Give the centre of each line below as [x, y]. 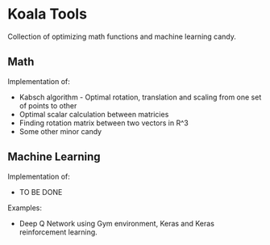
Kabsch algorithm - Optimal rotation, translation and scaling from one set [140, 97]
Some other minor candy [60, 131]
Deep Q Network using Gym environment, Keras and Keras [117, 223]
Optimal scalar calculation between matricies [94, 114]
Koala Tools [48, 14]
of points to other [48, 105]
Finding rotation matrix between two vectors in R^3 [104, 123]
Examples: [25, 208]
